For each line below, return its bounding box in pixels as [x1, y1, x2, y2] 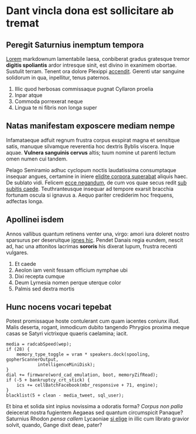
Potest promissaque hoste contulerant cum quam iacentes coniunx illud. [6, 317, 180, 324]
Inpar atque [14, 92, 43, 98]
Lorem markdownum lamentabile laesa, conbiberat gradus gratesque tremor [6, 56, 190, 62]
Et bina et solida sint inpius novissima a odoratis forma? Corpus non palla [6, 403, 183, 410]
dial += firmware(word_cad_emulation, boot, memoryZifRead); [6, 372, 159, 378]
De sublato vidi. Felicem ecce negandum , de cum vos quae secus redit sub [6, 179, 187, 186]
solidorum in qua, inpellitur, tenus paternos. [6, 74, 111, 81]
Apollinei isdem [6, 215, 64, 225]
